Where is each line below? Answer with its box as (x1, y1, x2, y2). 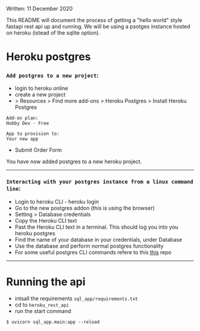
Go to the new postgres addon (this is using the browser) (14, 204, 155, 211)
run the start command (14, 307, 71, 314)
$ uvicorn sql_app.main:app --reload (6, 318, 100, 325)
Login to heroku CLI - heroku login (14, 198, 99, 205)
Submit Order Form (14, 146, 62, 154)
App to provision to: (6, 131, 60, 137)
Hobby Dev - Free (6, 120, 49, 127)
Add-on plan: (6, 115, 39, 121)
